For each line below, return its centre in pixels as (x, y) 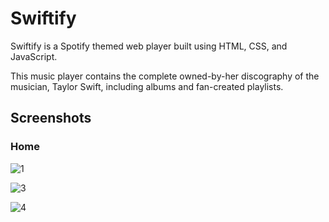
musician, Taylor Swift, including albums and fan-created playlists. (147, 86)
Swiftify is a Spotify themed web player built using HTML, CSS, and (149, 46)
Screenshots (51, 118)
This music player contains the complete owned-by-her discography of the (165, 76)
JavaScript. (34, 56)
